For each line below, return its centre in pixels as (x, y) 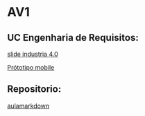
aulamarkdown (28, 106)
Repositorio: (34, 89)
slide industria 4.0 (33, 54)
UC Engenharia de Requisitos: (73, 38)
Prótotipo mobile (31, 67)
